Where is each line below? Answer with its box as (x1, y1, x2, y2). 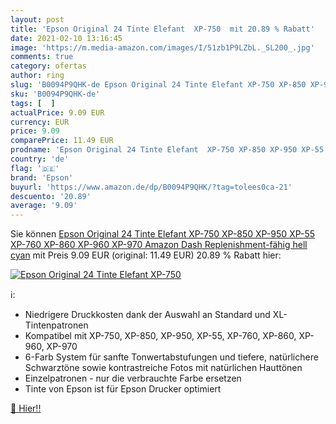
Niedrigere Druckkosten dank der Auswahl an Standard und (24, 309, 271, 321)
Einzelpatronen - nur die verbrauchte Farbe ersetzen (24, 372, 242, 385)
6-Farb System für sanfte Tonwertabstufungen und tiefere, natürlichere (24, 351, 319, 363)
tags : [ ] (10, 98, 56, 108)
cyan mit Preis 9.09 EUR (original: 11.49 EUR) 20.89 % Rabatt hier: (10, 249, 282, 261)
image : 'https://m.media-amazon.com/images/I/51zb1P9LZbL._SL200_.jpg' (10, 42, 315, 53)
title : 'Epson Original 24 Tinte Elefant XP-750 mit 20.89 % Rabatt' (10, 24, 315, 34)
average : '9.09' (10, 201, 78, 211)
